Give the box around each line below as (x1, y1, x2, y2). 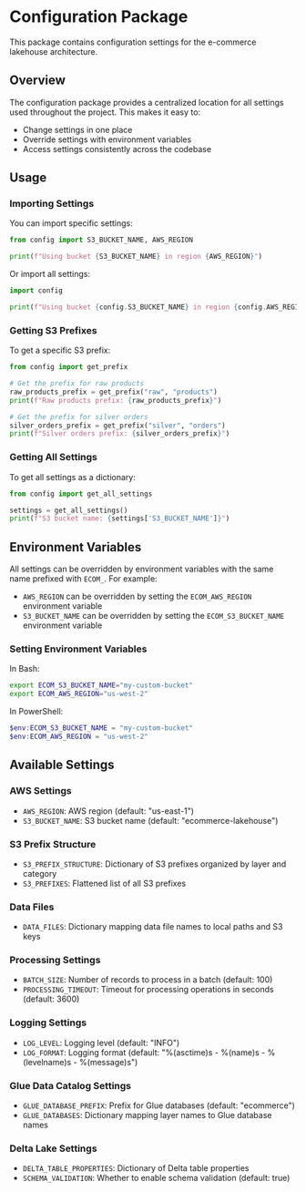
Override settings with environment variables (22, 134, 192, 145)
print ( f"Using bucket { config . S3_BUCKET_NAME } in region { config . (9, 303, 267, 312)
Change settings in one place (22, 124, 133, 135)
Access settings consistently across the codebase (22, 143, 212, 154)
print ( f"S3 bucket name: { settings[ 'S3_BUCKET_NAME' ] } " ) (9, 514, 230, 523)
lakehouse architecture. (9, 46, 98, 57)
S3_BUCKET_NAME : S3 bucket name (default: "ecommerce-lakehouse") (22, 815, 279, 826)
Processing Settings (9, 954, 101, 967)
